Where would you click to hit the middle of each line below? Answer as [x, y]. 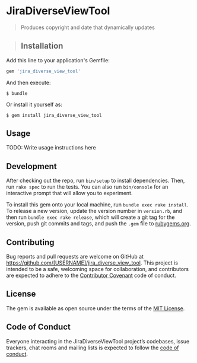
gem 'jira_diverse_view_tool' [44, 71]
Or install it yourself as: [34, 104]
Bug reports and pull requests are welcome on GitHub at [75, 257]
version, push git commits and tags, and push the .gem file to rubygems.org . [99, 224]
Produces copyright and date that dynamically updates [88, 27]
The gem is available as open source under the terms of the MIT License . [96, 308]
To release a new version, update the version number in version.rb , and [94, 211]
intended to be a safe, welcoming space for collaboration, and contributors [97, 269]
